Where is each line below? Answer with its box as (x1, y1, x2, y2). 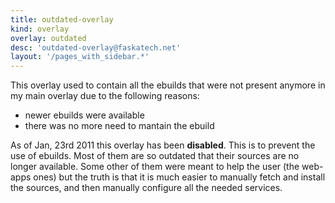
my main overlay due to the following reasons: (10, 90, 200, 102)
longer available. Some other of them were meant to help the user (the (10, 161, 300, 173)
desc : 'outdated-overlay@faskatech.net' (10, 42, 182, 53)
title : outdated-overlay (10, 14, 114, 25)
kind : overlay (10, 24, 70, 34)
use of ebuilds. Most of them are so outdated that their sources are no (10, 150, 300, 162)
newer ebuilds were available (24, 109, 145, 121)
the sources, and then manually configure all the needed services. (10, 182, 283, 194)
